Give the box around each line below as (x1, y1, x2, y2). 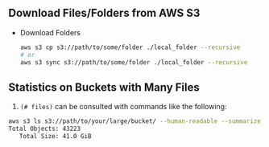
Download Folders (19, 27, 81, 37)
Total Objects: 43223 (8, 125, 81, 133)
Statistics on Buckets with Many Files (8, 80, 200, 94)
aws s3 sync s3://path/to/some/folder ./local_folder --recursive (19, 58, 248, 67)
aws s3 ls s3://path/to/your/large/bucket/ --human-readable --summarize (8, 117, 262, 125)
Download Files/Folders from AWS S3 (8, 6, 201, 20)
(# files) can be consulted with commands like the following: (19, 102, 227, 112)
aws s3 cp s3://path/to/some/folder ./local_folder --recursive (19, 43, 241, 51)
